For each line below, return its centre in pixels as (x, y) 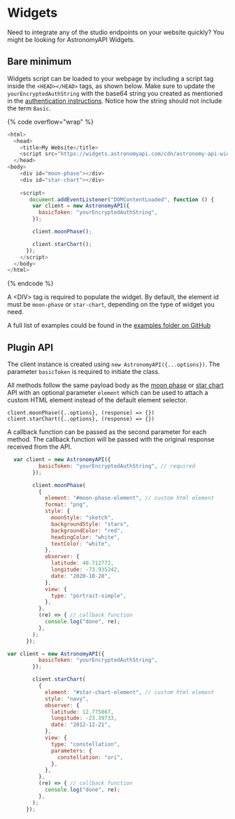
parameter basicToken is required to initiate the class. (84, 372)
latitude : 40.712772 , (83, 563)
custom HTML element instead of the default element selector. (97, 400)
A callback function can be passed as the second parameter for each (107, 432)
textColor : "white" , (81, 544)
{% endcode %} (30, 284)
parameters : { (72, 751)
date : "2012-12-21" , (81, 725)
